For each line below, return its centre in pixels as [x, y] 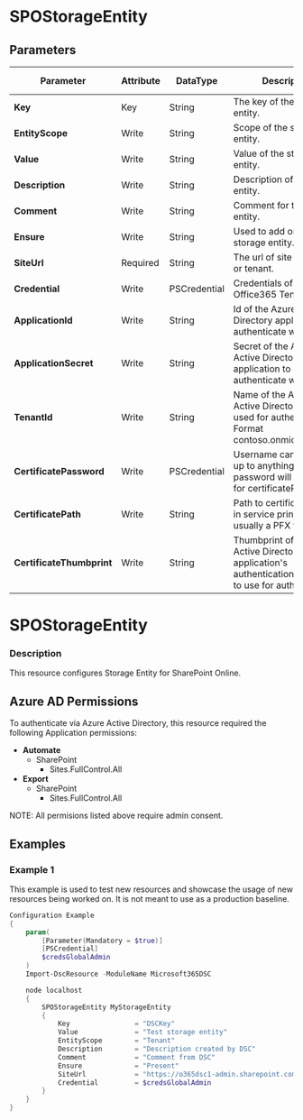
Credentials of [263, 283]
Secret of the [261, 346]
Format [248, 428]
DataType [197, 81]
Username [255, 454]
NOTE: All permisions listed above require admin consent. [116, 816]
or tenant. [254, 268]
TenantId [33, 417]
